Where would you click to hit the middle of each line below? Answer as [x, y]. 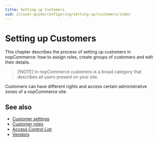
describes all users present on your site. [58, 77]
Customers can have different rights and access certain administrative [76, 87]
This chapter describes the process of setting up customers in [68, 52]
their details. [18, 62]
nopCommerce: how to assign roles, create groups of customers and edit [79, 57]
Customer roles [28, 124]
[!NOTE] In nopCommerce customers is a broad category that [79, 72]
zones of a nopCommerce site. [36, 92]
